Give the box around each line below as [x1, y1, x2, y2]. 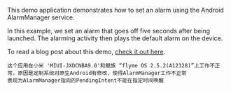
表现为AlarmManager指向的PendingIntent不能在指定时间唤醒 [7, 77, 164, 84]
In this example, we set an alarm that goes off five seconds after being [7, 27, 211, 35]
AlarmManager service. [7, 13, 75, 22]
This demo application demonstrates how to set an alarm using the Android [7, 6, 224, 14]
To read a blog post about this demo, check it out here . [7, 48, 166, 56]
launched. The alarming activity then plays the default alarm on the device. [7, 34, 223, 42]
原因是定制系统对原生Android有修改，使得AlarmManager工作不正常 [17, 69, 187, 76]
